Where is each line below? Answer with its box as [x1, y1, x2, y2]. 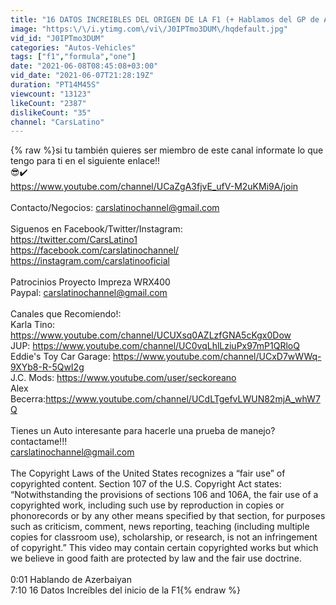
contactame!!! [10, 436, 68, 448]
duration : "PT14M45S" [10, 80, 101, 90]
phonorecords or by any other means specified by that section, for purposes [10, 510, 326, 522]
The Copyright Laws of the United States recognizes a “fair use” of [10, 467, 286, 480]
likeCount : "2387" [10, 98, 87, 108]
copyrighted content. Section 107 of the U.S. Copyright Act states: [10, 478, 282, 490]
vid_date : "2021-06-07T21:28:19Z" [10, 71, 155, 81]
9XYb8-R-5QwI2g [10, 361, 85, 373]
